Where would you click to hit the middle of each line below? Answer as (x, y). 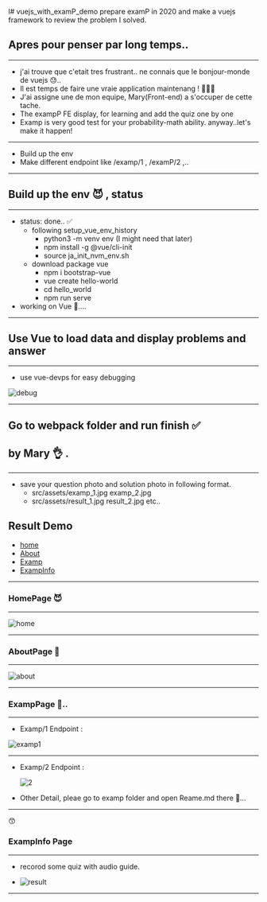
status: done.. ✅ (46, 221)
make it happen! (46, 130)
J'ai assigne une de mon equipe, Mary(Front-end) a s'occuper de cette (136, 97)
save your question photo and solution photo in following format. (126, 484)
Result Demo (41, 526)
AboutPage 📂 (34, 651)
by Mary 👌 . (39, 454)
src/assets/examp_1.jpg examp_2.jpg (91, 492)
